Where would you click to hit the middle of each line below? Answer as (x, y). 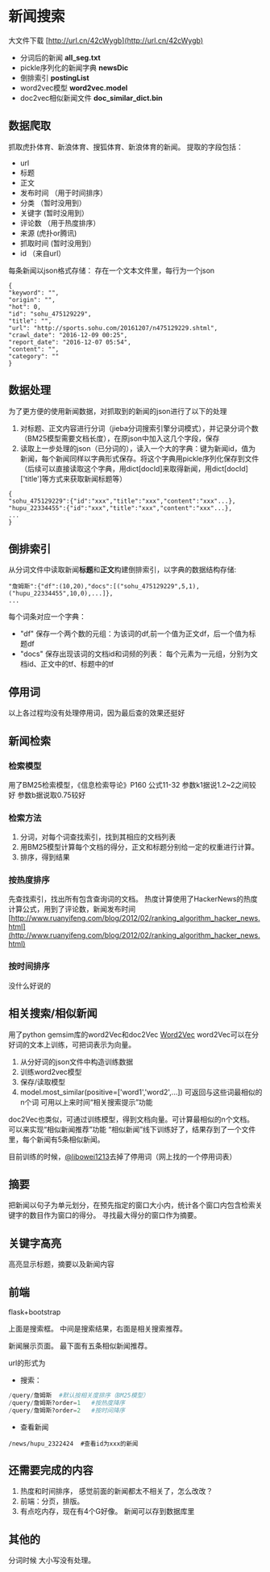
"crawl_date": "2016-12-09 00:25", (68, 335)
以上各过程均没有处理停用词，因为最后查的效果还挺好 (97, 713)
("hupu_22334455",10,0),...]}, (61, 594)
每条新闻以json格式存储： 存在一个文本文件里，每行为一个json (112, 270)
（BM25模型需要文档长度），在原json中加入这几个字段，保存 (120, 438)
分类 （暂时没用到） (53, 203)
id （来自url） (43, 253)
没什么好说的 (29, 985)
